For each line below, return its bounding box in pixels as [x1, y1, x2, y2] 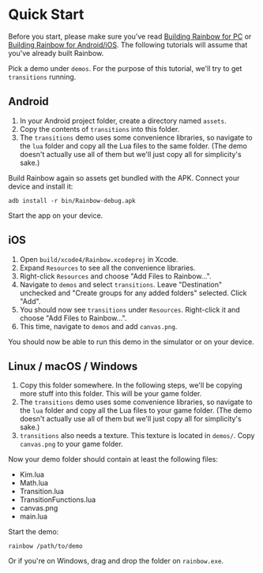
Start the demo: [8, 527, 59, 537]
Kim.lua [19, 470, 45, 479]
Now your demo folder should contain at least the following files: [8, 455, 219, 464]
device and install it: [8, 182, 73, 191]
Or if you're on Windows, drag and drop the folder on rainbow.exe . [8, 556, 224, 566]
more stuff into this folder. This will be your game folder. [19, 389, 202, 399]
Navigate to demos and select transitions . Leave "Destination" [19, 279, 223, 289]
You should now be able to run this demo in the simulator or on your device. [8, 337, 254, 346]
